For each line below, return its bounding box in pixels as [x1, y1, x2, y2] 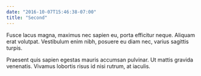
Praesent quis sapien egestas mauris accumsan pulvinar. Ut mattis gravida [6, 56, 194, 63]
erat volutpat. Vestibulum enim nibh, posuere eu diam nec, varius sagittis [6, 38, 189, 45]
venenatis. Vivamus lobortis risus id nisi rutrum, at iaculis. [6, 62, 150, 70]
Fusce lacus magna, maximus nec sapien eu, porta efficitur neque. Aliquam [6, 31, 196, 38]
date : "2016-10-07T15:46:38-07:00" [6, 9, 97, 15]
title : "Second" [6, 15, 48, 21]
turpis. [6, 44, 23, 52]
